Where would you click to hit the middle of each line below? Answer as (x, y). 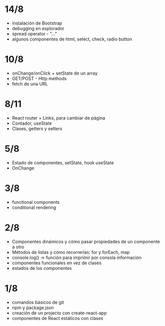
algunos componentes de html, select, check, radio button (72, 39)
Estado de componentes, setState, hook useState (63, 162)
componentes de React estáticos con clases (57, 318)
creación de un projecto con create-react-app (59, 313)
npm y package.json (33, 307)
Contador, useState (32, 123)
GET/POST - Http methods (39, 78)
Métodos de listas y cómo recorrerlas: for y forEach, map (71, 252)
